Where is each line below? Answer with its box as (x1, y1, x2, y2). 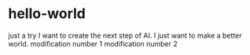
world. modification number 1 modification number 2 (8, 38, 178, 48)
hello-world (8, 5, 86, 23)
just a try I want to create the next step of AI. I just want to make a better (8, 31, 242, 40)
